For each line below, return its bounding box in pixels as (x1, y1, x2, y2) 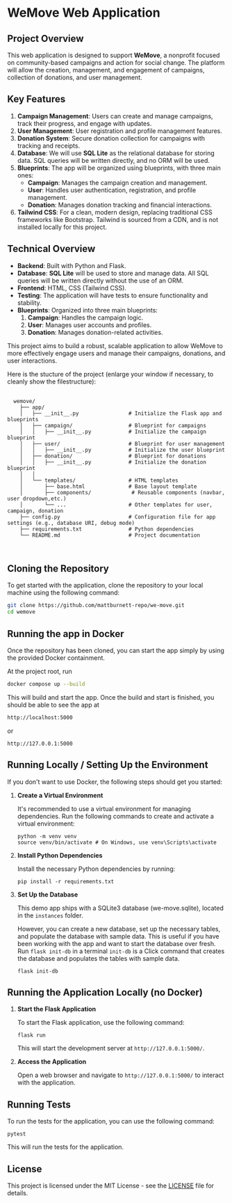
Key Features (7, 93, 66, 105)
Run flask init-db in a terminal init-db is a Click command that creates (17, 947, 225, 955)
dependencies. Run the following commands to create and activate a (17, 812, 214, 820)
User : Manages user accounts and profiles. (27, 320, 152, 329)
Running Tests (7, 1099, 71, 1110)
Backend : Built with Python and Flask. (17, 261, 126, 269)
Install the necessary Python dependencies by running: (17, 865, 176, 873)
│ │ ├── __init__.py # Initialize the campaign (19, 428, 207, 435)
